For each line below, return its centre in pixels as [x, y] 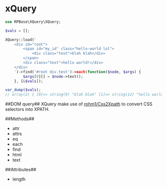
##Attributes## [21, 170]
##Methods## [20, 119]
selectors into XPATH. [27, 109]
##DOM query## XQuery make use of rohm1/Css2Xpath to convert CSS [79, 104]
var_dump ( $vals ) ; [23, 90]
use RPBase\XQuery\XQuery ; [33, 22]
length [19, 179]
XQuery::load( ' [21, 40]
